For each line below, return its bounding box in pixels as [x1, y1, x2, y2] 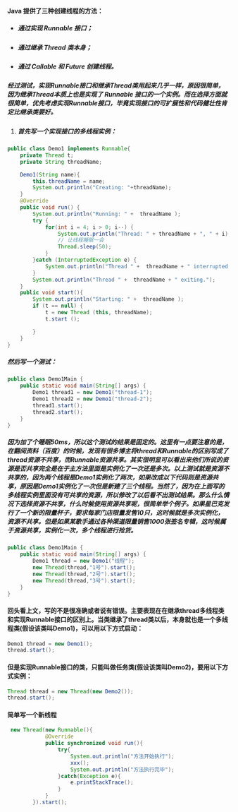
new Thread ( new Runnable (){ [10, 727, 93, 734]
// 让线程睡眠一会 [57, 237, 104, 244]
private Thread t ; [20, 152, 74, 159]
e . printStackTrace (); [70, 779, 134, 787]
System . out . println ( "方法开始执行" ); [70, 753, 175, 760]
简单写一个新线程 [7, 710, 57, 719]
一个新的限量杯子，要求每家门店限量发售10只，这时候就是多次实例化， [19, 508, 224, 517]
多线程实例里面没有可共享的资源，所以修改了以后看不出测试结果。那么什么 [7, 491, 223, 499]
